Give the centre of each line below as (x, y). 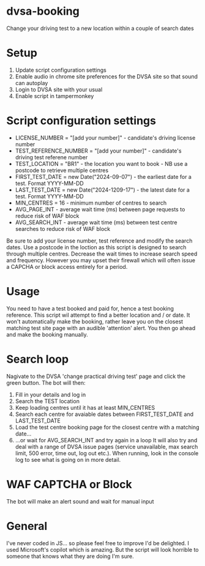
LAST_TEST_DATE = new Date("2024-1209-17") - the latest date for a (102, 190)
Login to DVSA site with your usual (59, 89)
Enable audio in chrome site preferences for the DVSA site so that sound (106, 76)
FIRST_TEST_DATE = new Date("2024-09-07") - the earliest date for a (103, 176)
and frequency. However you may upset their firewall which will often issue (101, 260)
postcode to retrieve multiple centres (62, 170)
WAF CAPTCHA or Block (69, 484)
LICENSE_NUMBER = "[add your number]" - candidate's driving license (105, 138)
